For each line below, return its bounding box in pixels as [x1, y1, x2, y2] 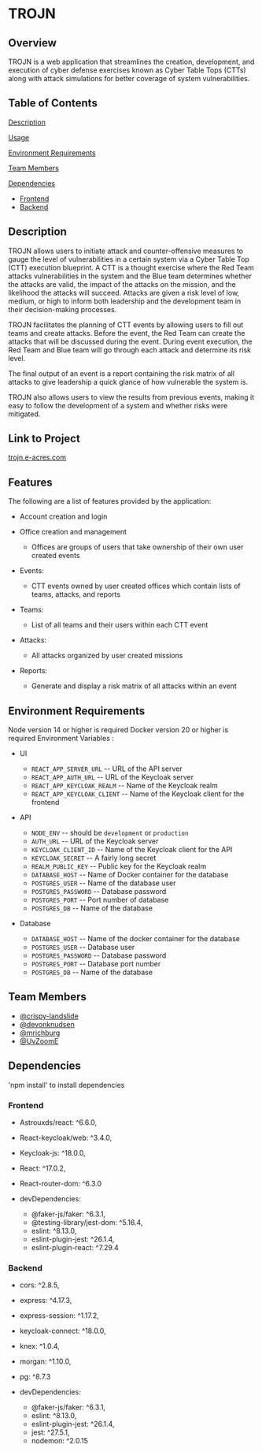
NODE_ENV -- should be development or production [31, 828, 189, 838]
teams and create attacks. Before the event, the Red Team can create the [8, 328, 245, 337]
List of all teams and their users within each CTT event [31, 620, 208, 630]
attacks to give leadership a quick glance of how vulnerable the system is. [8, 377, 249, 386]
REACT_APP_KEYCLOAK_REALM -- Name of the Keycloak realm [31, 781, 218, 791]
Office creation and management [19, 527, 127, 537]
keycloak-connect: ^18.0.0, [19, 1326, 106, 1336]
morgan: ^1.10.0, [19, 1357, 72, 1366]
